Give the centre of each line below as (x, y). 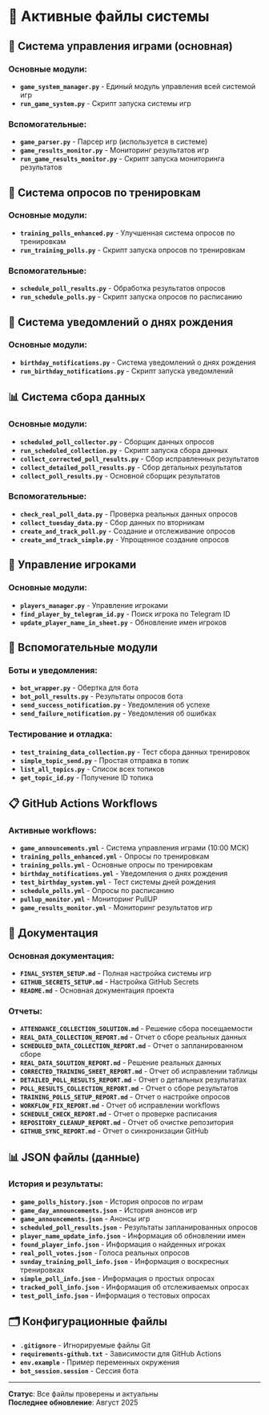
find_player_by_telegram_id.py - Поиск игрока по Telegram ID (125, 614)
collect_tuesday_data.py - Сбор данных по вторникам (112, 522)
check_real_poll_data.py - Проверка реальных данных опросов (128, 514)
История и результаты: (56, 1184)
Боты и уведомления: (53, 670)
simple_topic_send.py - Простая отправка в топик (104, 760)
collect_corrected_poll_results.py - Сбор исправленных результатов (139, 459)
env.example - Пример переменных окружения (100, 1362)
